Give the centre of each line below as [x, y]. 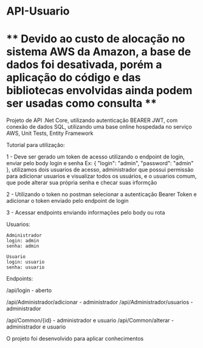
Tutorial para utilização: [36, 145]
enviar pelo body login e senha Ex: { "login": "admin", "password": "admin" [100, 163]
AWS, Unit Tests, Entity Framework [50, 133]
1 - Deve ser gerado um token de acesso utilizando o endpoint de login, [96, 157]
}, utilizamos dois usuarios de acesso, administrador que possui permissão [100, 170]
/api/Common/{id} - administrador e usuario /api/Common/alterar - [90, 321]
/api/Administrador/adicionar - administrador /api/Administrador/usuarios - [100, 302]
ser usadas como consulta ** [81, 104]
